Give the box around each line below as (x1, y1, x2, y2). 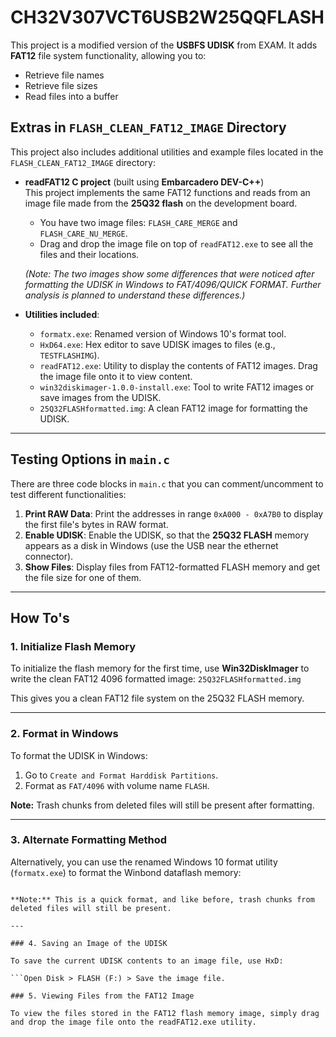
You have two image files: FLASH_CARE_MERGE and (39, 216, 238, 228)
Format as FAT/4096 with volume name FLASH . (24, 779, 210, 791)
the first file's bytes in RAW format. (24, 518, 169, 530)
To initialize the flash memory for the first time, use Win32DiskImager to (10, 662, 310, 675)
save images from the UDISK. (39, 391, 162, 403)
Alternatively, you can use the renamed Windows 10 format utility (10, 856, 278, 868)
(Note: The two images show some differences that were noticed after (24, 267, 315, 280)
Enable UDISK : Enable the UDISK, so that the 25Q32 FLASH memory (24, 529, 310, 541)
